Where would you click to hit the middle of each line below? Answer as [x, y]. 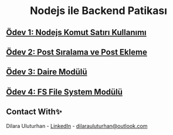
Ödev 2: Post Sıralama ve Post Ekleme [77, 52]
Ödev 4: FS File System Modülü [65, 92]
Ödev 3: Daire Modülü [47, 72]
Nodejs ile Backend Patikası [99, 11]
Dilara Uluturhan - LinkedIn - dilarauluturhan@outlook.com [77, 126]
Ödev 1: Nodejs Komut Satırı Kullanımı [76, 32]
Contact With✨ [34, 112]
